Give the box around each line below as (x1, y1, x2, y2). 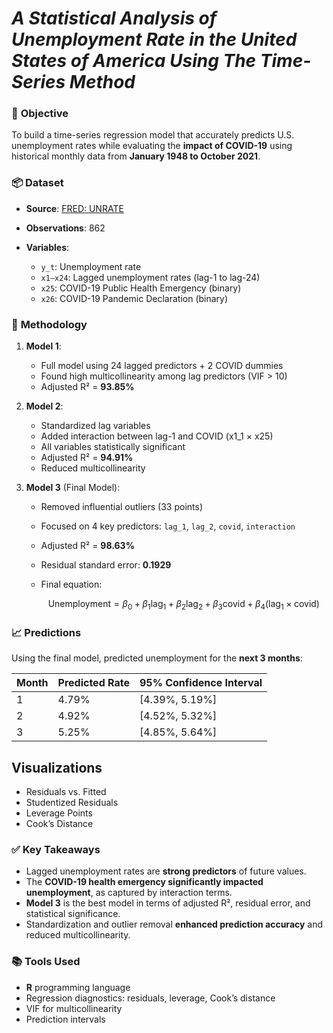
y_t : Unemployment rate (40, 260, 142, 272)
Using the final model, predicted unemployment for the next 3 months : (11, 652, 303, 664)
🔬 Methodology (11, 317, 88, 331)
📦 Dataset (11, 176, 64, 190)
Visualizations (11, 759, 103, 776)
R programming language (25, 981, 131, 993)
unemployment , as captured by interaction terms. (25, 887, 233, 899)
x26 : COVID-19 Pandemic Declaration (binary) (40, 292, 229, 304)
